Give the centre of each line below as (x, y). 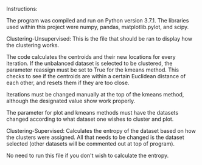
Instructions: (22, 9)
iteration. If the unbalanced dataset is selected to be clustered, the (89, 63)
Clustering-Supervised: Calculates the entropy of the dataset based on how (101, 131)
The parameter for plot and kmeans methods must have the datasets (92, 113)
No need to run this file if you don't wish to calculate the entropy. (88, 155)
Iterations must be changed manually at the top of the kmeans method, (95, 94)
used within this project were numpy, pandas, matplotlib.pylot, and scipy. (98, 27)
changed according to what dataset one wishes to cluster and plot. (90, 119)
